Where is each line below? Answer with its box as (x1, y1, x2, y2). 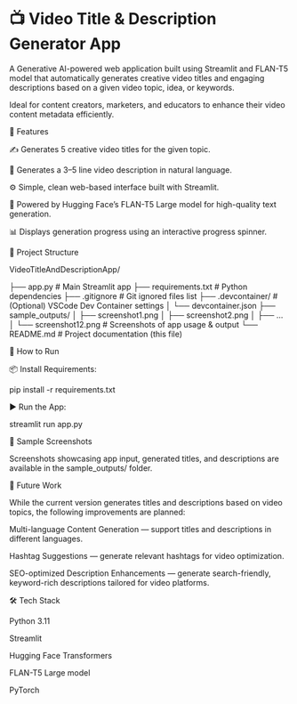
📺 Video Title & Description (9, 9, 217, 29)
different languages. (9, 533, 83, 544)
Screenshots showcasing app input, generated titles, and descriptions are (9, 453, 280, 464)
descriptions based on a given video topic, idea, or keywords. (9, 82, 235, 93)
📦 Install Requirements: (9, 363, 97, 374)
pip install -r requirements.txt (9, 384, 116, 394)
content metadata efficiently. (9, 109, 115, 119)
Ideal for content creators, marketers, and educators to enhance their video (9, 99, 286, 109)
